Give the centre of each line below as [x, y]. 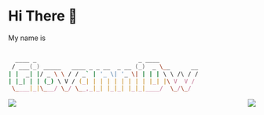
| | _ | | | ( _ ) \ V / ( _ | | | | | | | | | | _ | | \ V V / [101, 81]
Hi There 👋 [43, 16]
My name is [27, 38]
